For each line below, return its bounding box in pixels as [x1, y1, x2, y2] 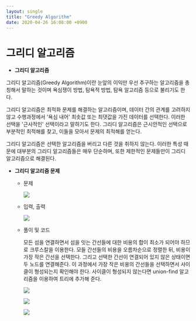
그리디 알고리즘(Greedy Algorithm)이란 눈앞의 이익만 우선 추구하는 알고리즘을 [6, 79, 184, 86]
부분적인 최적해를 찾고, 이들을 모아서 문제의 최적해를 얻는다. [6, 128, 142, 135]
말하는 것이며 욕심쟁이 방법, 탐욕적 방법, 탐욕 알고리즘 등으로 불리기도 [21, 86, 180, 93]
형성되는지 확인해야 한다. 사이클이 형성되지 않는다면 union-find [34, 268, 178, 275]
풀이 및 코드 [23, 226, 50, 233]
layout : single [6, 8, 43, 15]
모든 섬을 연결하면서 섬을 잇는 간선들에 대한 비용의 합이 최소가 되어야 [23, 239, 180, 246]
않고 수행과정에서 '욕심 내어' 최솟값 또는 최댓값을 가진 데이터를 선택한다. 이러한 [6, 113, 185, 120]
